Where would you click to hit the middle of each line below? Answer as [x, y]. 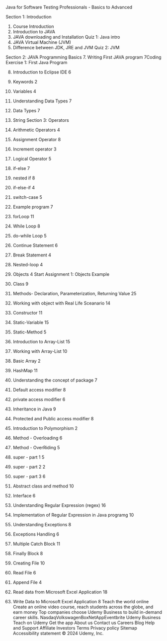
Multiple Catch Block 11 [37, 544]
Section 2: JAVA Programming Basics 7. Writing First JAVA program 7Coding [83, 57]
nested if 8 [24, 178]
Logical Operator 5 [32, 159]
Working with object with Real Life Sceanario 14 [62, 303]
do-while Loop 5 [30, 236]
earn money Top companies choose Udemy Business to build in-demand [87, 612]
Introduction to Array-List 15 [42, 342]
